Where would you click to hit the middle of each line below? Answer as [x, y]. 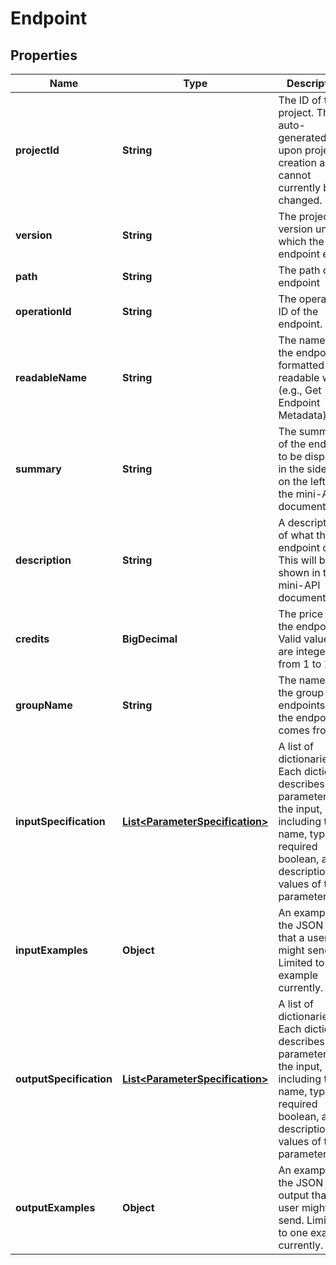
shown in [299, 572]
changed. [300, 200]
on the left [302, 481]
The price [301, 614]
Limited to [301, 962]
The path [299, 270]
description [43, 560]
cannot [295, 175]
